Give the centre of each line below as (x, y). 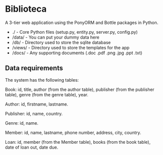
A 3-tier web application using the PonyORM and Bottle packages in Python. (82, 22)
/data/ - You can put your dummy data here (56, 37)
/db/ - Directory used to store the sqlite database (61, 42)
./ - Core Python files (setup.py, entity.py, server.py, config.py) (75, 32)
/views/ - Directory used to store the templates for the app (71, 47)
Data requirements (34, 68)
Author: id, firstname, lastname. (37, 104)
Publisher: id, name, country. (34, 113)
